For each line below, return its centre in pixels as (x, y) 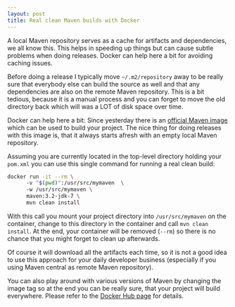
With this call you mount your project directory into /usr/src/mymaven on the (117, 216)
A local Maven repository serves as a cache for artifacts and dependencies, (117, 40)
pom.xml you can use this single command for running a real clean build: (111, 163)
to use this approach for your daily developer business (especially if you (112, 259)
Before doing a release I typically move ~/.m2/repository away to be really (115, 76)
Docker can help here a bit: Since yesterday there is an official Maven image (118, 120)
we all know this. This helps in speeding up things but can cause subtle (110, 48)
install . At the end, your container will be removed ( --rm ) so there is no (112, 231)
